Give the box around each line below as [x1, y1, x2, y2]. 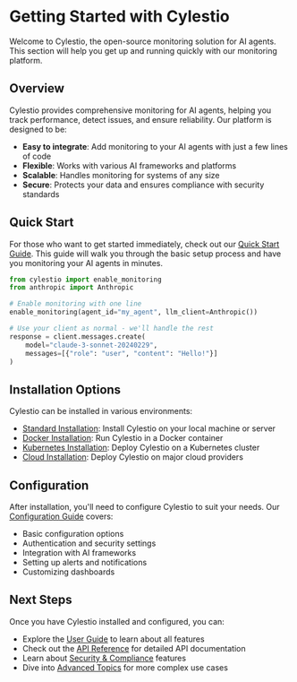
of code [21, 151, 52, 161]
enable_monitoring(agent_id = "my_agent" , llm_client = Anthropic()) [9, 307, 258, 317]
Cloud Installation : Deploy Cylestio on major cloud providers [21, 452, 244, 462]
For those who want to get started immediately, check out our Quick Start [9, 238, 280, 249]
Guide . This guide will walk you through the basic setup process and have [9, 248, 282, 259]
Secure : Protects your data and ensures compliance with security [21, 179, 265, 190]
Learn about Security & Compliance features [21, 652, 186, 663]
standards [21, 188, 60, 199]
